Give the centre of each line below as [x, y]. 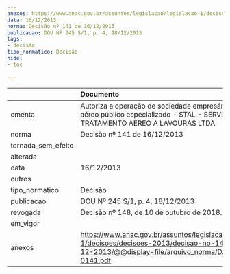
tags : [15, 39]
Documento [100, 94]
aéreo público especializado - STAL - [141, 114]
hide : [15, 58]
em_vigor [25, 223]
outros [21, 179]
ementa [23, 114]
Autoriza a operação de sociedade [136, 106]
